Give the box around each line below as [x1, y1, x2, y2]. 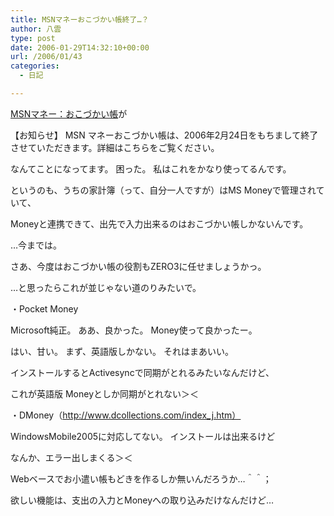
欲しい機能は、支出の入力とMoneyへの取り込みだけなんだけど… [10, 494, 275, 506]
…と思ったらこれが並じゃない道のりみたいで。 [10, 281, 202, 293]
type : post [10, 33, 56, 43]
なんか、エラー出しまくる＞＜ [10, 451, 133, 463]
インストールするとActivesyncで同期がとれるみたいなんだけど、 [10, 366, 275, 378]
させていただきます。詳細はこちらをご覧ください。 [10, 141, 220, 153]
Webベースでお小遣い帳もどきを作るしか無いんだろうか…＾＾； [10, 472, 272, 485]
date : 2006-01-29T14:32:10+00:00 [10, 42, 150, 53]
